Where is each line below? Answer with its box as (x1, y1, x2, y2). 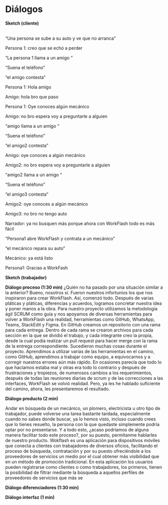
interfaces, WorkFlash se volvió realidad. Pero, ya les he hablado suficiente (5, 380, 160, 386)
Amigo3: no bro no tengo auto (5, 210, 67, 217)
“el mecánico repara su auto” (5, 245, 65, 251)
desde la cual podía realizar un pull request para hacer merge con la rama (5, 338, 158, 344)
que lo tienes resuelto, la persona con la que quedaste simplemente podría (5, 421, 159, 427)
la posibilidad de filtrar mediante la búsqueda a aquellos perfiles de (5, 469, 144, 475)
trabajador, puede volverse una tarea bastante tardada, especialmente (5, 410, 150, 416)
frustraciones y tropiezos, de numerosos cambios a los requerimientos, (5, 370, 152, 376)
